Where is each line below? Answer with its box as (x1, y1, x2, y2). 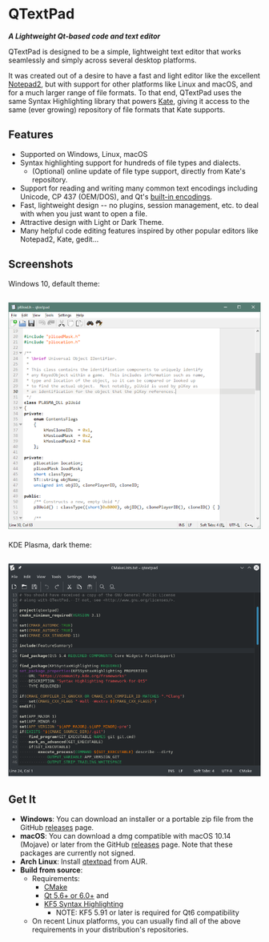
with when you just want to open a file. (19, 209, 148, 218)
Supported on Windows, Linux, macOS (19, 149, 148, 158)
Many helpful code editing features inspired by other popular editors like (19, 226, 259, 235)
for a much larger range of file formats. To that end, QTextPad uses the (8, 87, 242, 97)
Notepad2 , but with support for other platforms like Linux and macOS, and (8, 79, 253, 89)
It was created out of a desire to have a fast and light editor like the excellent (8, 70, 260, 80)
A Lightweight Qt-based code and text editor (8, 31, 161, 41)
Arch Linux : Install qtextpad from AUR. (19, 856, 148, 866)
